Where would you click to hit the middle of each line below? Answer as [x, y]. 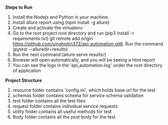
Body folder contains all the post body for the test [64, 117]
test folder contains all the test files [49, 101]
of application [27, 71]
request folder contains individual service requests [65, 106]
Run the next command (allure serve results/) [59, 54]
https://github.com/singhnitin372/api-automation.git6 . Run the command [88, 44]
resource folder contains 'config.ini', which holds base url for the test [84, 90]
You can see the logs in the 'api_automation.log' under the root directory [87, 65]
